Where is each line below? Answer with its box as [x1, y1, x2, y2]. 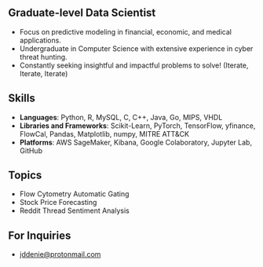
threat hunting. [19, 52, 68, 61]
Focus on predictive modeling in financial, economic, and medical [19, 27, 232, 36]
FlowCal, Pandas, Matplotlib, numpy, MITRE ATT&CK [19, 129, 190, 138]
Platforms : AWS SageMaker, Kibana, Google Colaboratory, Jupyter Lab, [19, 137, 253, 147]
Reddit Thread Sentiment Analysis [19, 206, 130, 215]
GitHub [19, 145, 43, 155]
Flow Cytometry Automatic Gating [19, 189, 130, 199]
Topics [8, 169, 42, 182]
